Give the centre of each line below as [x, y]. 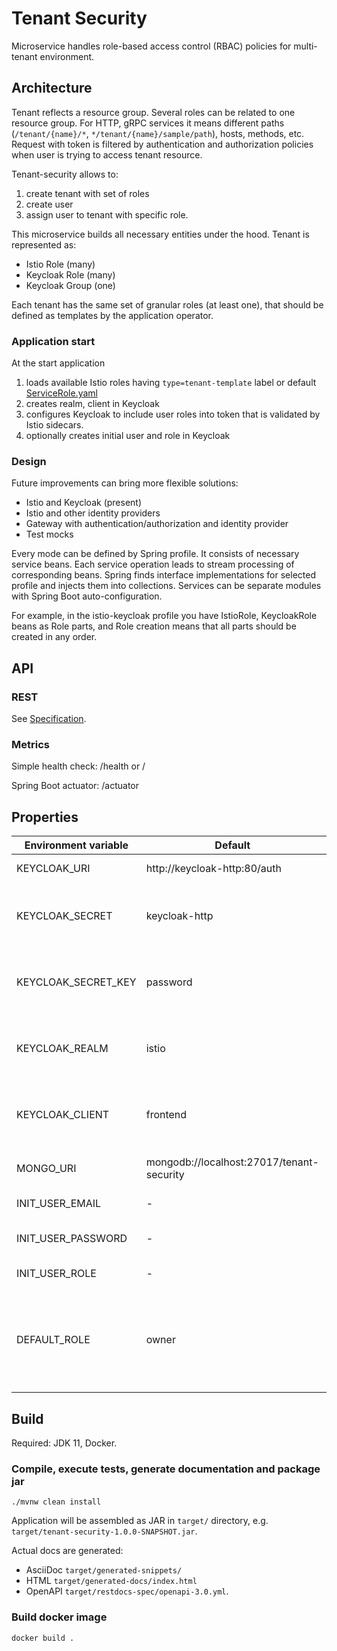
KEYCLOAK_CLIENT [63, 1115]
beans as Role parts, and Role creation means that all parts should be [154, 626]
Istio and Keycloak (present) [84, 503]
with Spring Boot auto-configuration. [87, 596]
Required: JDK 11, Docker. [64, 1443]
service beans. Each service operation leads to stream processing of [153, 564]
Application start [53, 341]
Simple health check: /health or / [78, 766]
